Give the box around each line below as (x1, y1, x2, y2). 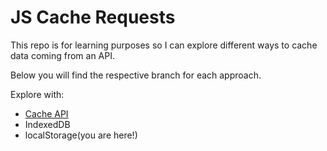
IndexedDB (24, 118, 71, 130)
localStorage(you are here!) (24, 129, 138, 141)
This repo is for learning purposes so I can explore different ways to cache (10, 39, 318, 51)
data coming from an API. (10, 49, 116, 61)
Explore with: (10, 88, 65, 100)
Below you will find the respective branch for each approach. (10, 69, 262, 81)
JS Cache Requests (10, 6, 176, 29)
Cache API (24, 107, 69, 120)
